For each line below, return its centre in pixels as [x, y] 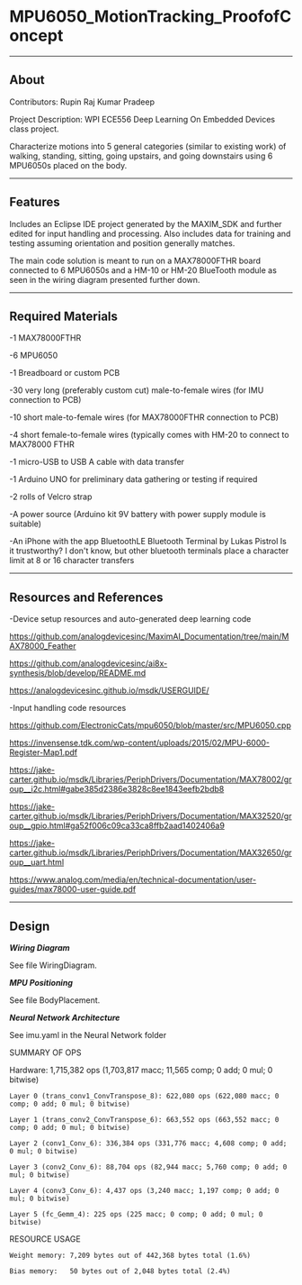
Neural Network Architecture [65, 1017]
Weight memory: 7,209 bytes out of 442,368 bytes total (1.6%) [130, 1255]
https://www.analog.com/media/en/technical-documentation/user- [133, 879]
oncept [36, 36]
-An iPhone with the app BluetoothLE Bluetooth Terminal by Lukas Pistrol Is [148, 542]
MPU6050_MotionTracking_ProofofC [151, 17]
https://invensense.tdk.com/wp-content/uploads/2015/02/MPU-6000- [140, 743]
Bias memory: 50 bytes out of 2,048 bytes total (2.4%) [120, 1271]
